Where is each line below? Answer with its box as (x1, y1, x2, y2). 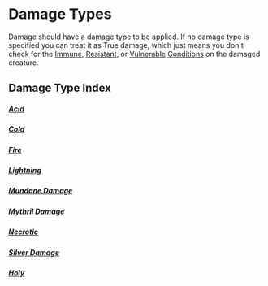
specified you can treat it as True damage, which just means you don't (8, 40, 244, 50)
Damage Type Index (8, 81, 112, 95)
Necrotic (8, 227, 39, 236)
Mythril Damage (8, 206, 65, 216)
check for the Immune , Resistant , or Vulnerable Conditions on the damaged (8, 49, 261, 58)
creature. (8, 58, 39, 67)
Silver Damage (8, 247, 59, 257)
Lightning (8, 166, 42, 175)
